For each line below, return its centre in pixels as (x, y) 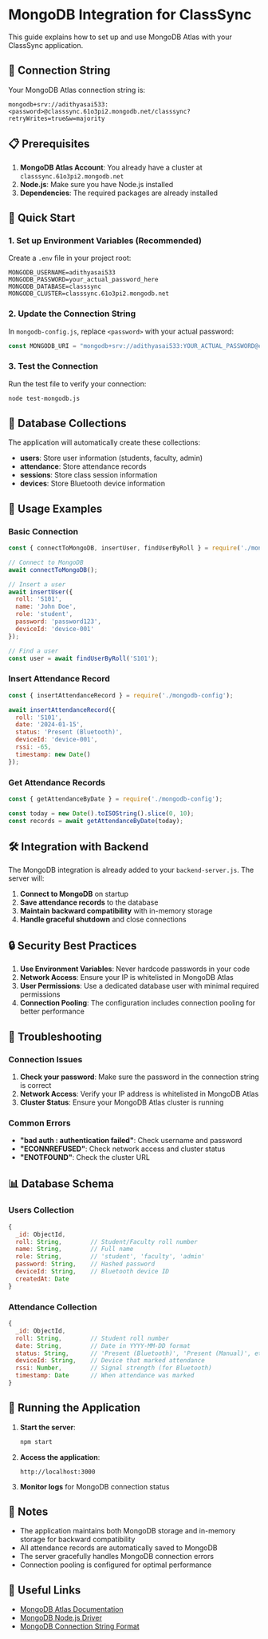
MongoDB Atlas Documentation (71, 1609)
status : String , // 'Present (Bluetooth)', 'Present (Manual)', (133, 1353)
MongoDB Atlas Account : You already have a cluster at (111, 167)
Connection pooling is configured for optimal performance (116, 1565)
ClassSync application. (46, 45)
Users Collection (41, 1210)
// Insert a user (37, 584)
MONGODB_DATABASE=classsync (55, 287)
